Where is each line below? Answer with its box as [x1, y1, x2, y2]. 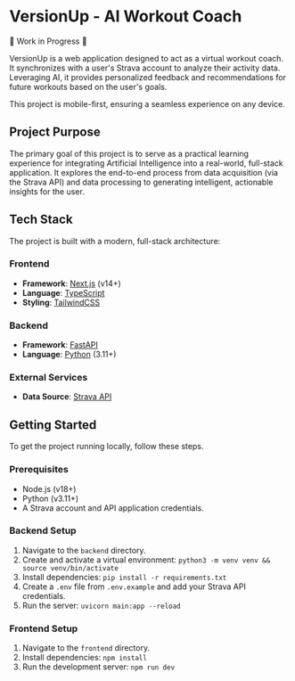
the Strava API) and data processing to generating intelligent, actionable [9, 176, 274, 187]
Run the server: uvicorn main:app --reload [21, 600, 181, 611]
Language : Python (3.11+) [21, 349, 117, 360]
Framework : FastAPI [21, 340, 98, 350]
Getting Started [9, 417, 97, 432]
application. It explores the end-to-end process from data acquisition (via [9, 167, 279, 177]
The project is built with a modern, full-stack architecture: [9, 235, 221, 246]
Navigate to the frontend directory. [21, 643, 150, 653]
